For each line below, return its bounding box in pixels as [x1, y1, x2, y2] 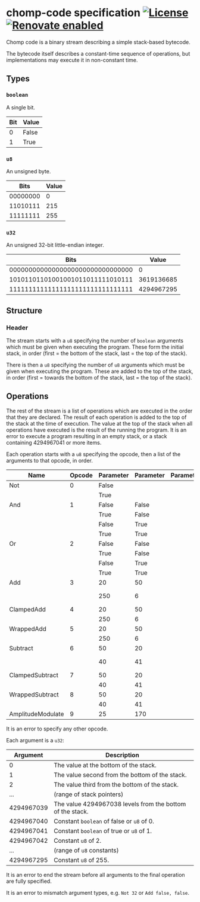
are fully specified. [6, 877, 52, 885]
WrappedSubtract [9, 690, 60, 699]
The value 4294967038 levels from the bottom [53, 800, 186, 808]
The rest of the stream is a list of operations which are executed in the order [6, 407, 193, 414]
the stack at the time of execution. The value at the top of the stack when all [6, 420, 193, 427]
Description [105, 751, 140, 759]
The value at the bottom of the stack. [53, 761, 157, 769]
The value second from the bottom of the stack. [53, 770, 187, 779]
